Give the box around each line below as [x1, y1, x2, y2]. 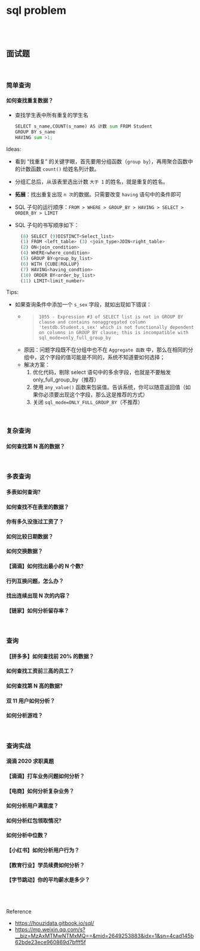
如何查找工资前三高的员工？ [6, 667, 75, 674]
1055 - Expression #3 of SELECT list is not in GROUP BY [38, 314, 183, 320]
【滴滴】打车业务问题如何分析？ [6, 772, 85, 779]
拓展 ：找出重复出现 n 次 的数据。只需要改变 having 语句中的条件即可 [14, 190, 181, 198]
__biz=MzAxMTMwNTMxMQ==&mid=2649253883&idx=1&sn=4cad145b [14, 932, 194, 939]
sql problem [6, 4, 67, 17]
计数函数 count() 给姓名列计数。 [20, 165, 100, 172]
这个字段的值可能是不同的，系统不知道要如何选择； [39, 354, 165, 361]
